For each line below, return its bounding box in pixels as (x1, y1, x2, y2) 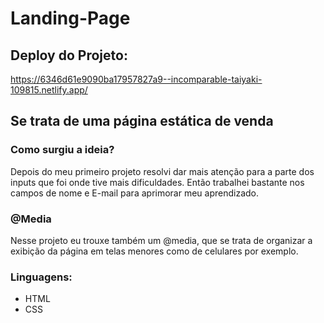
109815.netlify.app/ (10, 84, 88, 96)
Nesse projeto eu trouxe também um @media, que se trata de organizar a (10, 234, 313, 246)
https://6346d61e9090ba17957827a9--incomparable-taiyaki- (10, 73, 263, 85)
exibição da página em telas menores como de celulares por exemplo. (10, 245, 299, 257)
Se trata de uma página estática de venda (10, 113, 274, 130)
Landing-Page (10, 7, 131, 30)
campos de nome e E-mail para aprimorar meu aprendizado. (10, 187, 260, 199)
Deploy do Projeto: (10, 47, 128, 64)
